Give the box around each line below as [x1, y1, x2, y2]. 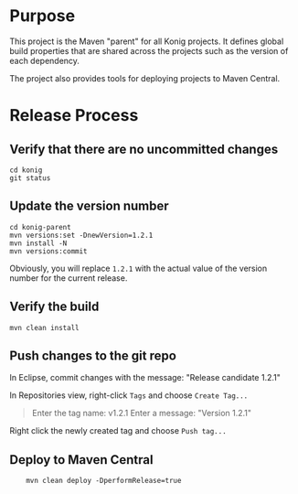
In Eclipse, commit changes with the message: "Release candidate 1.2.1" [9, 372, 281, 383]
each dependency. [9, 55, 80, 66]
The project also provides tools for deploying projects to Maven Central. [9, 72, 281, 83]
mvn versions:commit [9, 246, 89, 256]
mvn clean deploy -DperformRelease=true [26, 477, 182, 486]
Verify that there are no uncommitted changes [9, 141, 279, 156]
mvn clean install [9, 323, 80, 332]
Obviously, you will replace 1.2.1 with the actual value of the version [9, 263, 268, 274]
